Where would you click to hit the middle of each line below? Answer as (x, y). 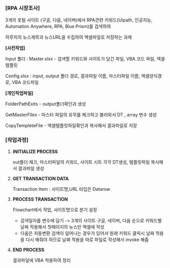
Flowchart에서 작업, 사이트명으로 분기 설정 (55, 210)
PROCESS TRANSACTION (40, 199)
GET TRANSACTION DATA (41, 178)
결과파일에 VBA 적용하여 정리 (42, 260)
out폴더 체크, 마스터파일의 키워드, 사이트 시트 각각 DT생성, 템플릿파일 (81, 162)
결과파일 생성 (31, 168)
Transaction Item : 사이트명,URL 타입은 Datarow (61, 189)
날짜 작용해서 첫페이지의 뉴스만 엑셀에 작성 (62, 227)
